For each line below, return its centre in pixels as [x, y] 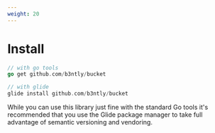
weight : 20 [23, 14]
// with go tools [33, 68]
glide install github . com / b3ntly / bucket [68, 94]
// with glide [28, 87]
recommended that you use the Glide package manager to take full [105, 115]
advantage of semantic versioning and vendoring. [80, 122]
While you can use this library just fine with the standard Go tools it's [108, 108]
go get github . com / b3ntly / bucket [57, 74]
